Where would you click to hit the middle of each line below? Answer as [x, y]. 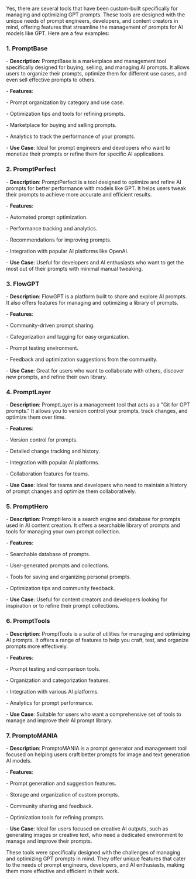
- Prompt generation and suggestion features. [61, 784]
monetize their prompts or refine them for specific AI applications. [85, 154]
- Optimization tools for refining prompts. [55, 818]
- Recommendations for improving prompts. [59, 240]
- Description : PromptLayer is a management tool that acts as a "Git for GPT [98, 405]
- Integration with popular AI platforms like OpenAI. [67, 251]
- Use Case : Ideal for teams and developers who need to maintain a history [97, 485]
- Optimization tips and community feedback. [61, 588]
